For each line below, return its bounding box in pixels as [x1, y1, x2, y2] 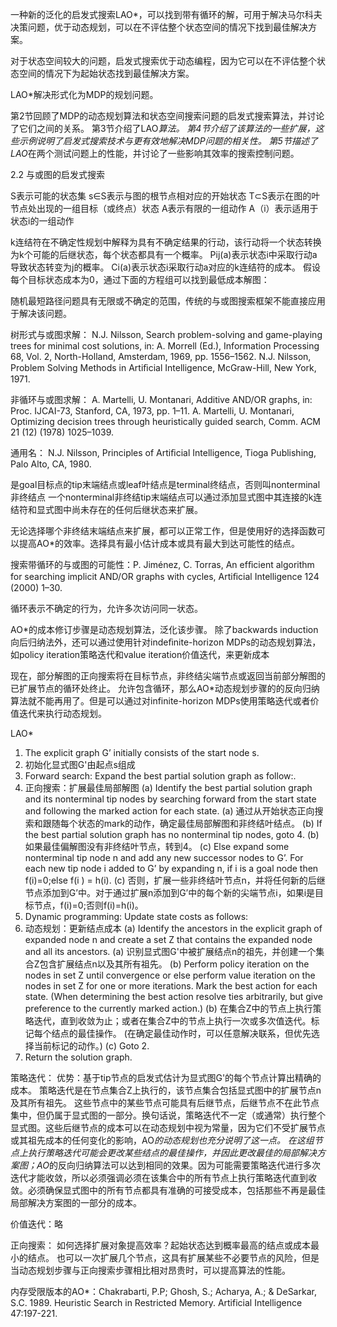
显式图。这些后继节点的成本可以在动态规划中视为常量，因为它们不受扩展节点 [10, 1122, 326, 1133]
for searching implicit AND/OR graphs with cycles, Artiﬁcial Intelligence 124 [10, 571, 320, 582]
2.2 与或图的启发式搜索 [10, 169, 106, 180]
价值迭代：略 [10, 1218, 63, 1230]
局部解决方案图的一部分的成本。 [10, 1197, 142, 1208]
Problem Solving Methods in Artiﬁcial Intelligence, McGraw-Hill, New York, [10, 362, 317, 373]
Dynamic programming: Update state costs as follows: [24, 911, 249, 922]
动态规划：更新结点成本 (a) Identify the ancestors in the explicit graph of [24, 923, 323, 934]
